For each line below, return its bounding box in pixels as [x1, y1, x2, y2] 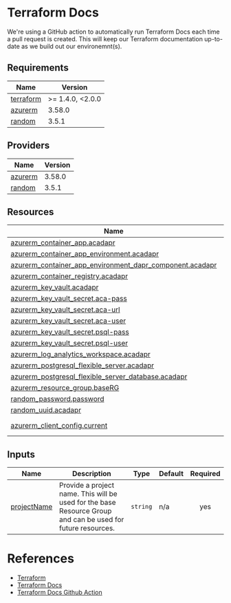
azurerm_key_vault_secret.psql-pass [10, 328, 129, 337]
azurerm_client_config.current [10, 421, 108, 431]
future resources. [59, 523, 115, 533]
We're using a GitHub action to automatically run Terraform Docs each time [7, 27, 220, 36]
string [131, 503, 153, 511]
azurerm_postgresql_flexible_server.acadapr [10, 361, 155, 370]
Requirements [7, 62, 69, 73]
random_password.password [10, 394, 104, 404]
